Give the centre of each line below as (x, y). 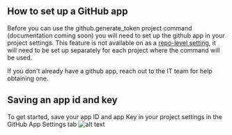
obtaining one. (28, 78)
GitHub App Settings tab (42, 124)
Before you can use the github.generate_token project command (100, 28)
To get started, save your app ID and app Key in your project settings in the (115, 116)
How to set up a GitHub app (68, 11)
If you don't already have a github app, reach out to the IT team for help (110, 71)
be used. (20, 57)
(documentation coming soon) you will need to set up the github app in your (116, 35)
